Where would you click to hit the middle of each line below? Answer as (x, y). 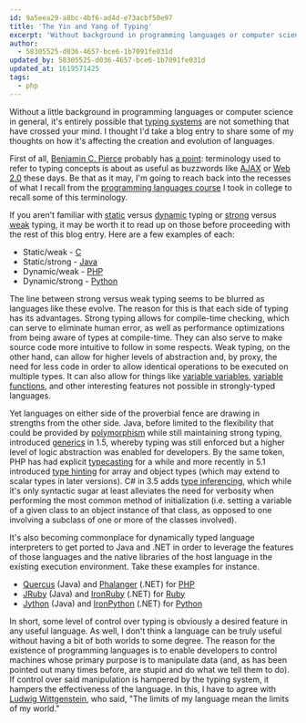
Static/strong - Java (60, 262)
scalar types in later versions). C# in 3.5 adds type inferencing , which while (151, 480)
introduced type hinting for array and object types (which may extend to (145, 471)
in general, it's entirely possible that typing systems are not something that (149, 121)
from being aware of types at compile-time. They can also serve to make (146, 337)
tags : (20, 77)
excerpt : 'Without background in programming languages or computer (142, 35)
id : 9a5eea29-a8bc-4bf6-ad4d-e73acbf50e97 (91, 18)
